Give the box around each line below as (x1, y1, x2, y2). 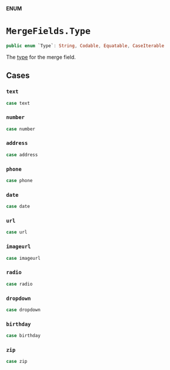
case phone (6, 178, 33, 184)
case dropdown (6, 306, 41, 313)
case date (6, 203, 31, 210)
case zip (6, 359, 28, 365)
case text (6, 100, 31, 106)
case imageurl (6, 255, 41, 261)
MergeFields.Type (6, 26, 91, 37)
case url (6, 229, 28, 235)
